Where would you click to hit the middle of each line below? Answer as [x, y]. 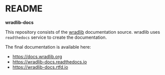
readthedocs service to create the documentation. [56, 37]
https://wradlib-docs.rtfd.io [40, 67]
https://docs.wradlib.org [37, 56]
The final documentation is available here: [48, 47]
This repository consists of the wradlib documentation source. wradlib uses [83, 32]
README [24, 9]
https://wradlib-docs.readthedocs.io [50, 62]
